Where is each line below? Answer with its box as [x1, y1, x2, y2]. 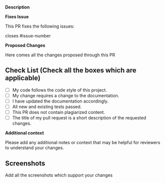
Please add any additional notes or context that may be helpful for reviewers [5, 140, 161, 146]
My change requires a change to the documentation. [12, 92, 120, 98]
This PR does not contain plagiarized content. [12, 110, 105, 115]
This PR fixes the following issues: [5, 23, 75, 29]
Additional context [5, 130, 44, 136]
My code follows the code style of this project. [12, 87, 107, 93]
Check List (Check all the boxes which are [5, 66, 137, 74]
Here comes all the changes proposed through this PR [5, 52, 115, 58]
